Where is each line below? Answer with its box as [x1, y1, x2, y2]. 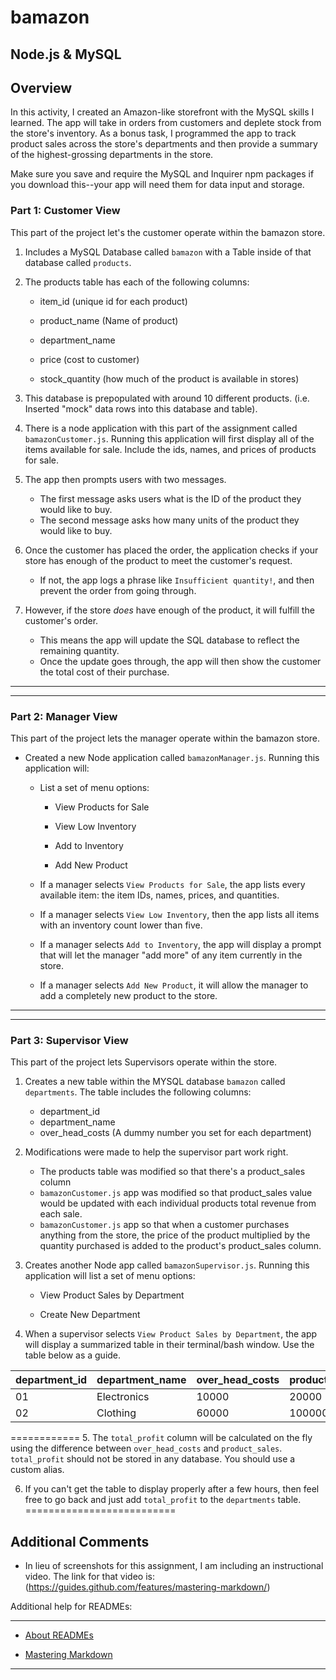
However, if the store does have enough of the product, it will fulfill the [24, 604, 315, 616]
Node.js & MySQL [10, 46, 122, 63]
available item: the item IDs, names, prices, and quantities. [39, 889, 280, 901]
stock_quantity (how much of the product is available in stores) [39, 372, 300, 385]
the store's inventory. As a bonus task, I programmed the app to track [10, 127, 297, 140]
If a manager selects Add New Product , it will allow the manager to [39, 979, 309, 991]
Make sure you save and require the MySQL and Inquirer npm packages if [10, 168, 315, 180]
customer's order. [24, 614, 99, 626]
